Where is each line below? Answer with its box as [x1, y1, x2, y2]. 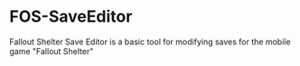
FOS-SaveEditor [9, 6, 133, 27]
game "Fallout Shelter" [9, 45, 94, 56]
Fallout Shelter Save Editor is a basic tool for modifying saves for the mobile [9, 36, 291, 47]
